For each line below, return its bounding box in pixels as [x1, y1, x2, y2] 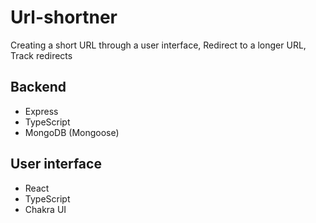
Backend [10, 79, 67, 96]
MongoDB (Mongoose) [24, 126, 120, 138]
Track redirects [10, 49, 73, 61]
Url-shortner [10, 6, 118, 29]
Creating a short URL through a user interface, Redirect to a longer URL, [10, 39, 307, 51]
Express [24, 105, 59, 117]
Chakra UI [24, 203, 67, 215]
